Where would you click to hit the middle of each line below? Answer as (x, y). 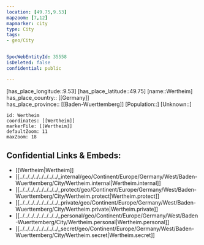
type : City (20, 29)
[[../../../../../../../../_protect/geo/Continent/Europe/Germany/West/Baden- (106, 190)
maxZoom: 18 (21, 137)
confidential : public (34, 68)
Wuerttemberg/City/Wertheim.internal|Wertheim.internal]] (88, 183)
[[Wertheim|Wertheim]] (44, 170)
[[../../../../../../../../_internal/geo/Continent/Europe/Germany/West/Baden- (106, 177)
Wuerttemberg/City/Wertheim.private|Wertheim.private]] (86, 209)
